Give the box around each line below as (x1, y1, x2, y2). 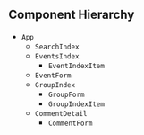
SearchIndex (34, 42, 80, 51)
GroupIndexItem (47, 99, 105, 109)
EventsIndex (34, 51, 80, 61)
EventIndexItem (47, 61, 105, 70)
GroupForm (47, 90, 85, 99)
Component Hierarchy (8, 7, 135, 22)
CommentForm (47, 119, 93, 128)
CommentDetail (34, 109, 88, 118)
